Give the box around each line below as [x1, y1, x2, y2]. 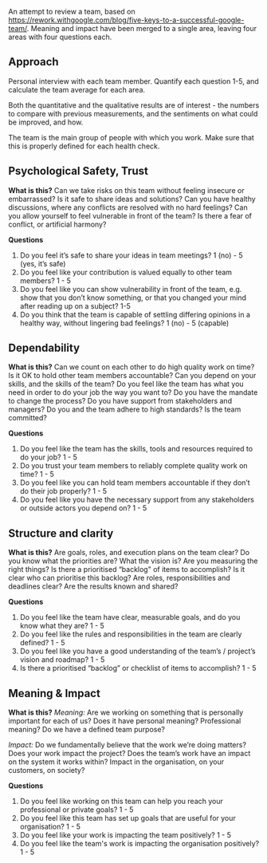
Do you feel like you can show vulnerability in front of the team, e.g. [19, 284, 242, 294]
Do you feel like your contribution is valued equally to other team [19, 267, 233, 277]
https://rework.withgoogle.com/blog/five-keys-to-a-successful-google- [8, 15, 245, 25]
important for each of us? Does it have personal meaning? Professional [8, 716, 241, 726]
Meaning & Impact [8, 686, 101, 700]
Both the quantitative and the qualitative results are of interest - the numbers [8, 100, 260, 110]
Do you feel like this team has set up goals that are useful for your [19, 814, 237, 823]
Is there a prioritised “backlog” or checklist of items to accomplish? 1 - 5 [19, 664, 257, 673]
